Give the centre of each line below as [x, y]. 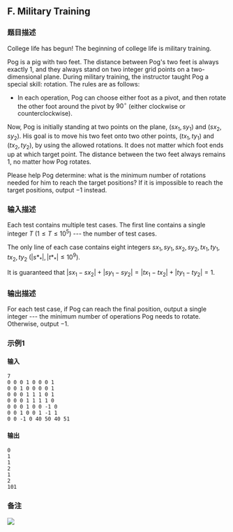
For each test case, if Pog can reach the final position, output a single [107, 309]
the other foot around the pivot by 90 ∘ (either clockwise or [102, 105]
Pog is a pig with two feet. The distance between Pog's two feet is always [113, 61]
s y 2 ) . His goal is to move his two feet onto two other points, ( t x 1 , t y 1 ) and [111, 137]
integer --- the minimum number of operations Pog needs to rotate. [104, 317]
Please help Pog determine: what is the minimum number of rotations [107, 175]
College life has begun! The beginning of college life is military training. [109, 48]
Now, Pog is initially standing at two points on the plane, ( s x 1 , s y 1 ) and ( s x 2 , [114, 128]
